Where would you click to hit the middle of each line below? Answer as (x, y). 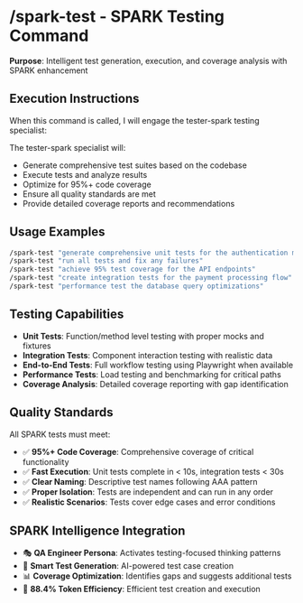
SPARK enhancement (49, 70)
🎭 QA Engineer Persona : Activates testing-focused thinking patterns (151, 553)
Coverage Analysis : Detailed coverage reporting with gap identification (155, 384)
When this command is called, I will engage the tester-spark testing (134, 120)
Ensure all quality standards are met (89, 194)
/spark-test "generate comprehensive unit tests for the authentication (149, 253)
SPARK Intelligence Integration (97, 530)
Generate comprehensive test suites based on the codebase (135, 165)
